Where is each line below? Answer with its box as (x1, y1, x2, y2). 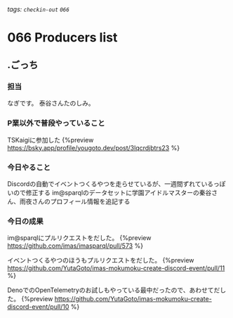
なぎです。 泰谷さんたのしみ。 (7, 99, 95, 107)
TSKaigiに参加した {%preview (7, 135, 94, 144)
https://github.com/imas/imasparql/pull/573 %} (7, 241, 144, 250)
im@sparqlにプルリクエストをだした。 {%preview (7, 234, 152, 242)
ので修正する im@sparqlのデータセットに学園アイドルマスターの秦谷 (13, 189, 212, 197)
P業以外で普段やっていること (7, 119, 105, 128)
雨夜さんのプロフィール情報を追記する (19, 197, 131, 206)
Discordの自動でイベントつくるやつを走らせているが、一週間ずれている (7, 180, 214, 188)
